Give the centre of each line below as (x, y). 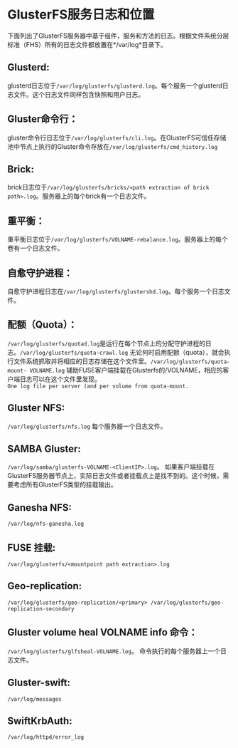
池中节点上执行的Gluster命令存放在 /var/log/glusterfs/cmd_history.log (113, 146)
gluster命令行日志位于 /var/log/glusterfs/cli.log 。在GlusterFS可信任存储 (117, 137)
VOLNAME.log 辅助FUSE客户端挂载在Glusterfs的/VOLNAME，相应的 (126, 370)
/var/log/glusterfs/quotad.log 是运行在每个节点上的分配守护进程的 (107, 343)
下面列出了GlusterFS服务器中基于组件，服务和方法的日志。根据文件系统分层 (118, 36)
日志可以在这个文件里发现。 (60, 379)
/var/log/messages (34, 699)
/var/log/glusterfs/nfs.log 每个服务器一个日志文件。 (87, 426)
